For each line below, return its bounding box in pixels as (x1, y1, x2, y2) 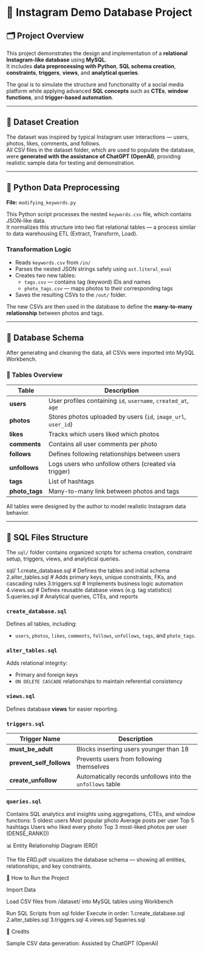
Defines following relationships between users (48, 450, 181, 458)
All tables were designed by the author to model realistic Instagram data (6, 503, 186, 510)
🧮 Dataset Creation (6, 117, 79, 127)
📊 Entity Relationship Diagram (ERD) (6, 842, 98, 850)
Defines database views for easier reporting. (6, 705, 118, 713)
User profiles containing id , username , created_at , (48, 397, 189, 405)
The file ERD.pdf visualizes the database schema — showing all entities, (6, 856, 186, 864)
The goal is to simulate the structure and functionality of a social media (6, 81, 184, 88)
